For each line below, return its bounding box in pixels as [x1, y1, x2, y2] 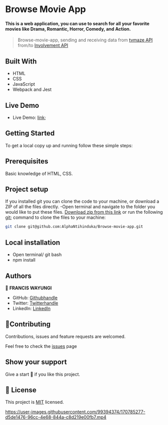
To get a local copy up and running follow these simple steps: [5, 142, 133, 148]
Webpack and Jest [12, 87, 52, 93]
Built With [5, 57, 37, 66]
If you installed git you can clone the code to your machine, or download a [5, 198, 159, 205]
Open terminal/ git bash [12, 252, 62, 258]
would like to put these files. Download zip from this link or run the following [5, 209, 163, 215]
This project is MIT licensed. [5, 399, 64, 405]
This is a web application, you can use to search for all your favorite [5, 20, 150, 26]
